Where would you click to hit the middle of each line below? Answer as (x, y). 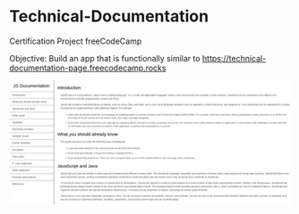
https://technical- (234, 58)
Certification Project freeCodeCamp (76, 41)
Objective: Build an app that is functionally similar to (105, 58)
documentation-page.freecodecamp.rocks (88, 68)
